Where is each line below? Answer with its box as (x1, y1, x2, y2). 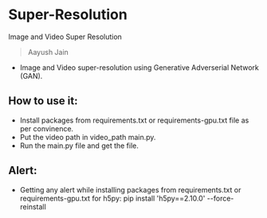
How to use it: (8, 94, 78, 108)
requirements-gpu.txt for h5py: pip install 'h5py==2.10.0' (19, 193, 206, 203)
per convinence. (19, 123, 74, 133)
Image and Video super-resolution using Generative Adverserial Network (19, 62, 259, 72)
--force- (206, 193, 234, 203)
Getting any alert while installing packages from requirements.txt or (19, 185, 241, 194)
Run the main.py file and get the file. (19, 141, 139, 150)
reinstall (19, 201, 46, 212)
